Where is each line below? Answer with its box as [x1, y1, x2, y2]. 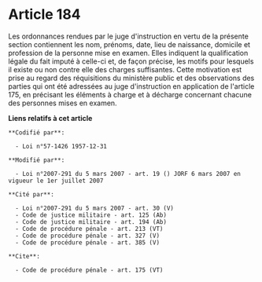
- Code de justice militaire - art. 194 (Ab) [15, 218, 168, 225]
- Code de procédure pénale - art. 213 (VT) [15, 225, 164, 233]
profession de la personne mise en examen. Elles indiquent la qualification [8, 48, 249, 57]
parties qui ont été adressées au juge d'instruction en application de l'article [8, 81, 255, 91]
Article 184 [8, 5, 81, 24]
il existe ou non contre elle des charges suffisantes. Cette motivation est [8, 64, 242, 74]
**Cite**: [8, 252, 41, 260]
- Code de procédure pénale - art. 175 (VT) [15, 266, 164, 274]
